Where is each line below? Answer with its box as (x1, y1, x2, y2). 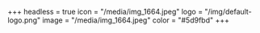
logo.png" (7, 15, 41, 25)
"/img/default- (204, 7, 252, 16)
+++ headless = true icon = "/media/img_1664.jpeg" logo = (7, 7, 203, 16)
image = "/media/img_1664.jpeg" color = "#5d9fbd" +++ (42, 15, 230, 25)
